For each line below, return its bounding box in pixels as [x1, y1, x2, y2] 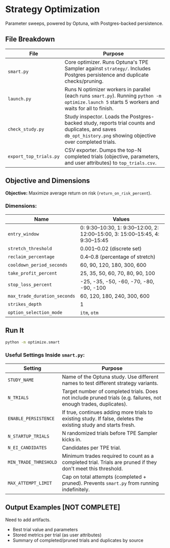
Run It [5, 326, 24, 335]
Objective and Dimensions [5, 176, 90, 185]
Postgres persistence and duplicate [64, 71, 149, 78]
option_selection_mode [8, 309, 62, 315]
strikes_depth [8, 301, 42, 307]
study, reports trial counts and [83, 119, 155, 126]
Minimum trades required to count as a [62, 452, 154, 459]
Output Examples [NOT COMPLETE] [5, 503, 120, 512]
